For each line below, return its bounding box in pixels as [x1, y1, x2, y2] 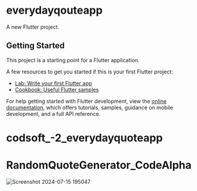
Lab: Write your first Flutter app [14, 79, 93, 87]
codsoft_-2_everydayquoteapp [6, 131, 163, 144]
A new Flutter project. [6, 23, 60, 30]
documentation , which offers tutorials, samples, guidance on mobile [6, 104, 173, 111]
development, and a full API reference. [6, 110, 101, 117]
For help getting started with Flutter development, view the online [6, 97, 167, 104]
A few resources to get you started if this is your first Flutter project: [6, 68, 173, 75]
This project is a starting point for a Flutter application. [6, 56, 140, 63]
